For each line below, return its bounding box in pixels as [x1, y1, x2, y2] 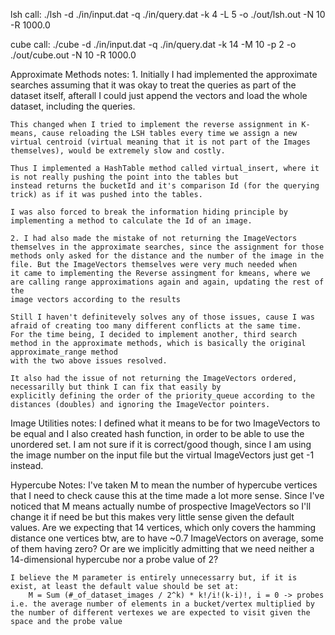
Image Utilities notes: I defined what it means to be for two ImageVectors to [10, 417, 321, 429]
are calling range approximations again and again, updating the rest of [10, 277, 325, 287]
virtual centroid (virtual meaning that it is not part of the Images [10, 137, 311, 147]
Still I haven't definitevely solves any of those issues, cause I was [10, 312, 315, 322]
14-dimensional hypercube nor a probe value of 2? [10, 554, 219, 565]
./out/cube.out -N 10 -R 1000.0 [10, 49, 137, 61]
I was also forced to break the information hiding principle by [10, 207, 288, 217]
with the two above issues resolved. [10, 356, 168, 366]
